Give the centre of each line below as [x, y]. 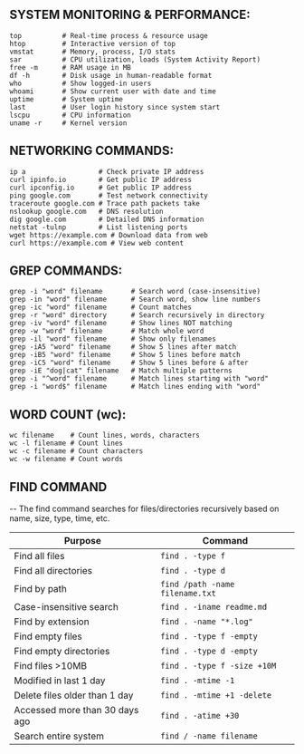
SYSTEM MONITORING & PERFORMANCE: [130, 15]
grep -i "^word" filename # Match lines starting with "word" [139, 379]
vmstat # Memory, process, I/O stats [93, 52]
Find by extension [52, 622]
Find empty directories [62, 652]
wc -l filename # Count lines [66, 443]
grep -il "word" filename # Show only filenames [113, 339]
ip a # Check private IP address [107, 171]
